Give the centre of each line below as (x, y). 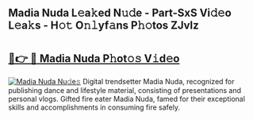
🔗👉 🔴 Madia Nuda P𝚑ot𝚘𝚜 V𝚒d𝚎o (94, 58)
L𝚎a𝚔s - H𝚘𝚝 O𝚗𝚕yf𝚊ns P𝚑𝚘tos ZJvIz (104, 26)
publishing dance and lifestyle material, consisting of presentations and (125, 90)
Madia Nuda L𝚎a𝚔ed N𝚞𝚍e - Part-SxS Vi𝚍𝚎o (120, 13)
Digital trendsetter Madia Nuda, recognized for (159, 81)
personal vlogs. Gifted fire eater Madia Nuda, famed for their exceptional (127, 99)
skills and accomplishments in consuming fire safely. (94, 107)
